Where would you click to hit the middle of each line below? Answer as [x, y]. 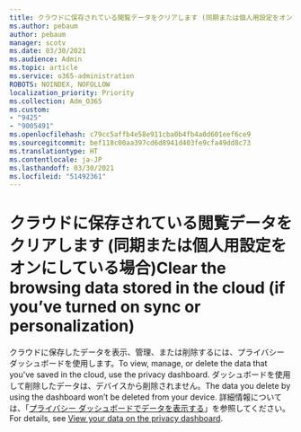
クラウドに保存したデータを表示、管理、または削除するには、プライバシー [147, 352]
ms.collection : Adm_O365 [56, 101]
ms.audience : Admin [46, 59]
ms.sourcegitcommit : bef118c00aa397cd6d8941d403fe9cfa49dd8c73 [130, 143]
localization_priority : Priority [72, 93]
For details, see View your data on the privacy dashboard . [116, 419]
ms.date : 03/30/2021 [48, 51]
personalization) [72, 326]
